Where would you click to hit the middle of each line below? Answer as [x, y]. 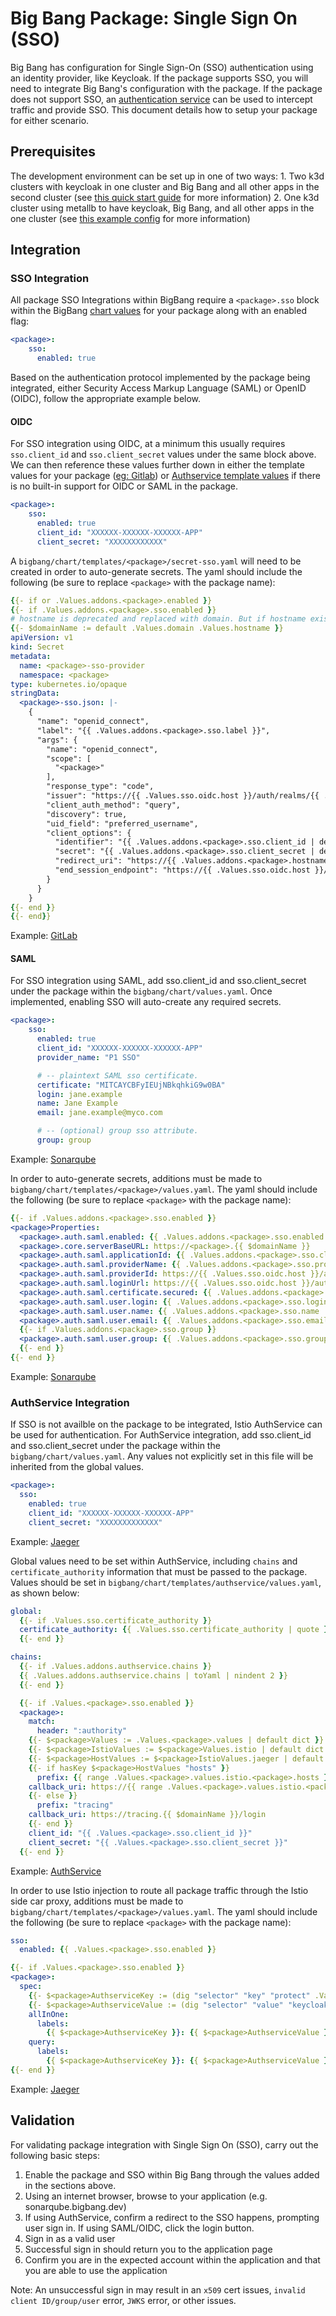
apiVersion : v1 [42, 638]
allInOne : [49, 2014]
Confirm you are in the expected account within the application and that [172, 2259]
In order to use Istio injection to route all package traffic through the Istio [159, 1890]
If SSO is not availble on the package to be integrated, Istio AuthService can [166, 1424]
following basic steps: [55, 2155]
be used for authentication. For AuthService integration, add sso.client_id [161, 1435]
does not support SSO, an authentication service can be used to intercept [161, 99]
